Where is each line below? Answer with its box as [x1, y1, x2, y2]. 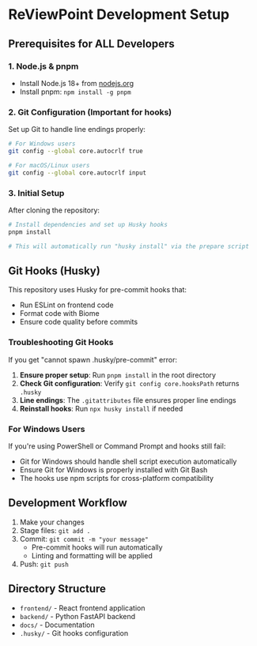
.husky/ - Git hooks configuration [19, 628, 129, 637]
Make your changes [19, 517, 85, 527]
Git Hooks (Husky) [8, 264, 100, 277]
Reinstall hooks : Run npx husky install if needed [19, 404, 183, 413]
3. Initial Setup [8, 187, 65, 198]
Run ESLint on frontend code [19, 300, 114, 310]
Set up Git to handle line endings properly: [8, 125, 146, 134]
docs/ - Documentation [19, 620, 95, 629]
